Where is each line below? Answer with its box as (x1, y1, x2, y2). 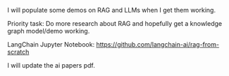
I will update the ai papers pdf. (7, 61, 95, 69)
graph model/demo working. (7, 27, 90, 35)
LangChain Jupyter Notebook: (7, 40, 95, 48)
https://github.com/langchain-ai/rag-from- (96, 40, 220, 48)
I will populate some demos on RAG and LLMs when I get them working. (7, 6, 216, 14)
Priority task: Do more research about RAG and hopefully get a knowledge (7, 20, 223, 27)
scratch (7, 48, 30, 56)
